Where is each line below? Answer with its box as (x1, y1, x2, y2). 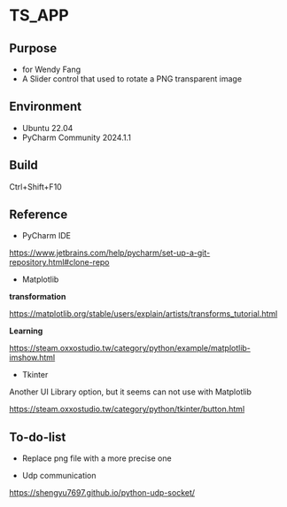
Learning (9, 325, 43, 337)
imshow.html (9, 352, 56, 363)
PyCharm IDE (21, 230, 71, 241)
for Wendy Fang (21, 64, 81, 74)
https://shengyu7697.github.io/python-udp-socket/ (9, 487, 196, 498)
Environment (9, 99, 82, 114)
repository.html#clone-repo (9, 257, 110, 268)
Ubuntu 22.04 (21, 122, 74, 133)
